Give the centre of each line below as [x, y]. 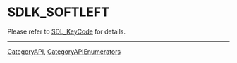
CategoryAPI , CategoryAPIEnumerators [64, 51]
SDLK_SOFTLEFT [58, 12]
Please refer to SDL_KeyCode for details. [66, 31]
